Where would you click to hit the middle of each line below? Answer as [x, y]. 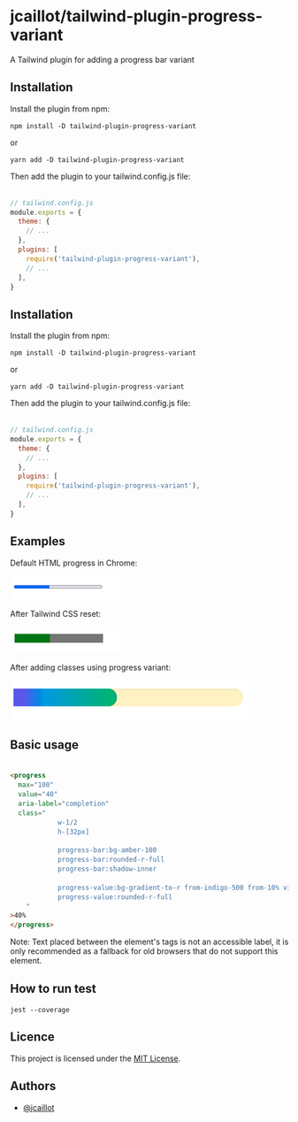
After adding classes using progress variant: [91, 667]
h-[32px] [73, 832]
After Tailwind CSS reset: [55, 613]
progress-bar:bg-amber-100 [107, 850]
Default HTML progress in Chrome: [74, 563]
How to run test [53, 988]
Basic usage [44, 745]
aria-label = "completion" [64, 803]
